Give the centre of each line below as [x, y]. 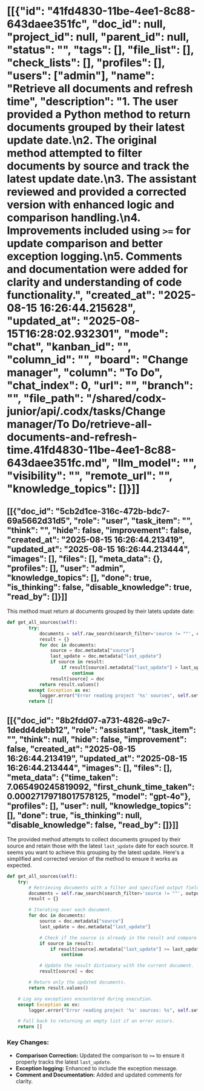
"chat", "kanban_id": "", [69, 347]
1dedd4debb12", [38, 730]
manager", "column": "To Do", [85, 373]
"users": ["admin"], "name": [81, 76]
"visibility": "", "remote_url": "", [90, 476]
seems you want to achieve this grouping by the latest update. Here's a [95, 852]
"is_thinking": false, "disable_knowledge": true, [100, 587]
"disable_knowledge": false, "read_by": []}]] [93, 825]
